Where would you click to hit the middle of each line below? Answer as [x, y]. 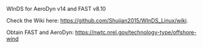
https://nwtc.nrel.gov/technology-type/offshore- [136, 32]
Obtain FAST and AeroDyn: [40, 32]
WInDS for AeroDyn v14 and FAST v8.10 [56, 9]
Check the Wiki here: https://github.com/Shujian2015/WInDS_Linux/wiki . [97, 20]
